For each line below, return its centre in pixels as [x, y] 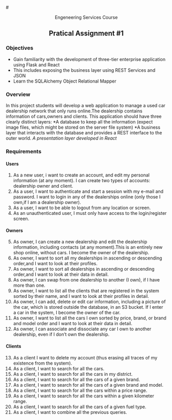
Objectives [20, 48]
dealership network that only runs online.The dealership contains [74, 111]
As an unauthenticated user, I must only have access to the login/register [90, 213]
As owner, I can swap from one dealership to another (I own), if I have [87, 280]
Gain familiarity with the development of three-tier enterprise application [89, 59]
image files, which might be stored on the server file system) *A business [83, 127]
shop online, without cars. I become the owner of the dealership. [81, 253]
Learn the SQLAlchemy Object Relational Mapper [65, 81]
